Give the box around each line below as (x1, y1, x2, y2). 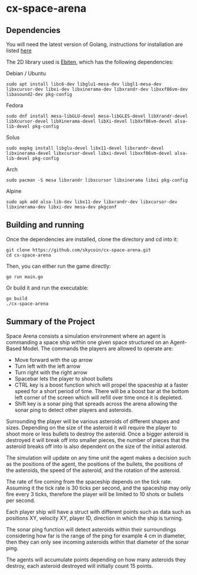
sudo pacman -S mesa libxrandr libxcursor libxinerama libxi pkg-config (6, 177, 188, 183)
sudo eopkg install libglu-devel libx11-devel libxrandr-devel (6, 145, 165, 151)
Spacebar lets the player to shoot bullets (14, 375, 113, 382)
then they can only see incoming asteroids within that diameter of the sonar (6, 538, 189, 546)
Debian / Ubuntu (6, 70, 46, 77)
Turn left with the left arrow (14, 363, 81, 370)
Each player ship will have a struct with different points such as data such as (6, 508, 191, 515)
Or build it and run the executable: (6, 284, 89, 291)
